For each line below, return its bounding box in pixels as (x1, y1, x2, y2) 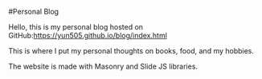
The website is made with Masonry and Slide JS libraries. (8, 61, 199, 71)
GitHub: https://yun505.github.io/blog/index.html (8, 31, 167, 40)
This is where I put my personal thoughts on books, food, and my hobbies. (8, 46, 255, 55)
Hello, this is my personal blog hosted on (8, 22, 143, 31)
